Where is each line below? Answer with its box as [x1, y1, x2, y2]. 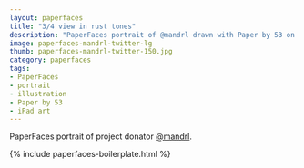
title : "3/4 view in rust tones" [9, 22, 137, 31]
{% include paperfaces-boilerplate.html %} [9, 149, 171, 160]
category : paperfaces [9, 55, 92, 64]
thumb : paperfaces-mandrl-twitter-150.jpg [9, 47, 173, 56]
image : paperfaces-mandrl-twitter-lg [9, 38, 153, 48]
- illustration [9, 89, 67, 98]
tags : [9, 64, 30, 74]
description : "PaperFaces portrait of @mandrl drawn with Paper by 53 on [9, 30, 296, 39]
